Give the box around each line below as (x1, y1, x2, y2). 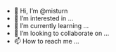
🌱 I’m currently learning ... (13, 22, 89, 30)
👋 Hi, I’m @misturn (13, 7, 68, 15)
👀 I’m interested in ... (13, 14, 74, 22)
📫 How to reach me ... (13, 37, 79, 45)
